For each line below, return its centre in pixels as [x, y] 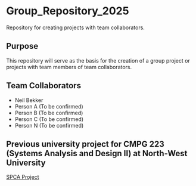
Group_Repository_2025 [68, 11]
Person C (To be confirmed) [49, 119]
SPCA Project [23, 177]
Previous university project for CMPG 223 [85, 144]
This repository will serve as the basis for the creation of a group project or [98, 60]
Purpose [22, 46]
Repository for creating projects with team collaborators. [75, 27]
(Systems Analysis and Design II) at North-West [97, 153]
